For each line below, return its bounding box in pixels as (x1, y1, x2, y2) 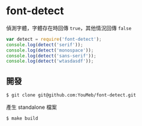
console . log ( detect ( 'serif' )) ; (6, 41, 83, 48)
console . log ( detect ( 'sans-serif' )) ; (6, 53, 96, 59)
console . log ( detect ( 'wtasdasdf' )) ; (6, 58, 94, 64)
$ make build (6, 115, 38, 121)
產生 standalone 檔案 (6, 104, 57, 111)
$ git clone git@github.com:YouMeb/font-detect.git (6, 92, 136, 98)
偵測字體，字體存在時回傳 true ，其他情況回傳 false (6, 24, 132, 31)
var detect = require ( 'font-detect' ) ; (6, 36, 102, 42)
